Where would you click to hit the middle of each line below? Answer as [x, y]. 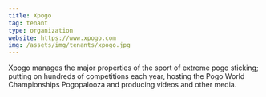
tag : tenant [28, 23]
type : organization [41, 30]
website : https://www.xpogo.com [62, 38]
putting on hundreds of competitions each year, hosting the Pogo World [127, 76]
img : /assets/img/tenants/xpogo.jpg [69, 45]
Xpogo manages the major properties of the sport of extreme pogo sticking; [133, 68]
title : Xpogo [30, 16]
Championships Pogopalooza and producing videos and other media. [123, 85]
